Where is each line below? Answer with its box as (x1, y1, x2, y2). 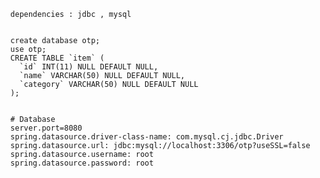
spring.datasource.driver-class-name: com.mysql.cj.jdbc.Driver (10, 132, 284, 142)
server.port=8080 (10, 123, 83, 133)
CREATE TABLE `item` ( (10, 53, 105, 63)
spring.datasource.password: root (10, 158, 154, 168)
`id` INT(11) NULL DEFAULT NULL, (19, 62, 159, 72)
